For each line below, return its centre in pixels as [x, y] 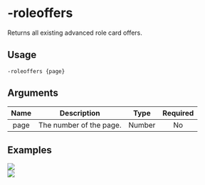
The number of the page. [80, 125]
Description [80, 113]
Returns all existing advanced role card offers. [75, 33]
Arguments [33, 93]
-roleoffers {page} [36, 71]
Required [178, 113]
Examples [30, 150]
